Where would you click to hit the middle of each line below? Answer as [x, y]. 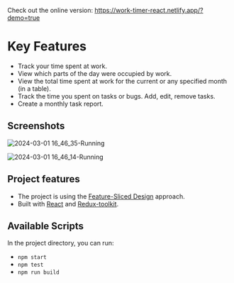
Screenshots [36, 126]
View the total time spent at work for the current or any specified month [122, 81]
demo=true [24, 18]
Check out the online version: [50, 10]
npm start [32, 257]
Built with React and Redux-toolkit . [68, 204]
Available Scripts [45, 226]
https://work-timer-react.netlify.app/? [149, 10]
